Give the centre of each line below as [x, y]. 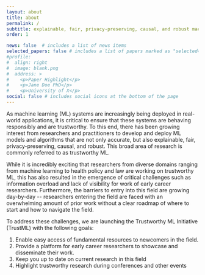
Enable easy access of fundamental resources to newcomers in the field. [107, 239]
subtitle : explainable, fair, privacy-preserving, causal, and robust [98, 29]
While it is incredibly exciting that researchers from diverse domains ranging [102, 164]
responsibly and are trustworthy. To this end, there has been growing [93, 127]
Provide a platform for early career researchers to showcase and [96, 246]
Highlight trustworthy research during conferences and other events [101, 265]
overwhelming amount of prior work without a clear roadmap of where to [98, 203]
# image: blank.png [33, 68]
